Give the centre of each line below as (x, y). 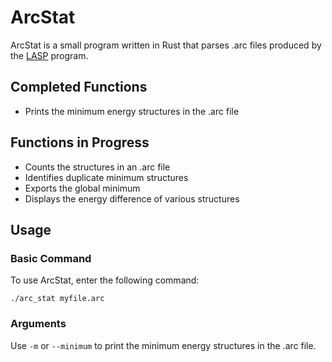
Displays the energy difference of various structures (132, 198)
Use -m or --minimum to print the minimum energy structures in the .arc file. (163, 345)
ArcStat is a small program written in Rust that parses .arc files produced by (166, 45)
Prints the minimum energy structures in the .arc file (132, 111)
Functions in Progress (80, 142)
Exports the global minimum (82, 188)
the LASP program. (49, 55)
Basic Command (51, 258)
